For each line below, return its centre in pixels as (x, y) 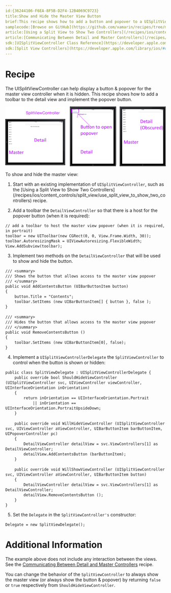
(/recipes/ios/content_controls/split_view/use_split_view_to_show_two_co (89, 195)
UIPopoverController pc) (32, 434)
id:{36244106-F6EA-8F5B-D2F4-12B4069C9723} (52, 11)
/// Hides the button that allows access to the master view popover (81, 322)
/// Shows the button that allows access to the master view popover (81, 276)
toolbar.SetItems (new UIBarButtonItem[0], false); (70, 343)
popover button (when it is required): (51, 216)
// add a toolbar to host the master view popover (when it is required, (85, 226)
